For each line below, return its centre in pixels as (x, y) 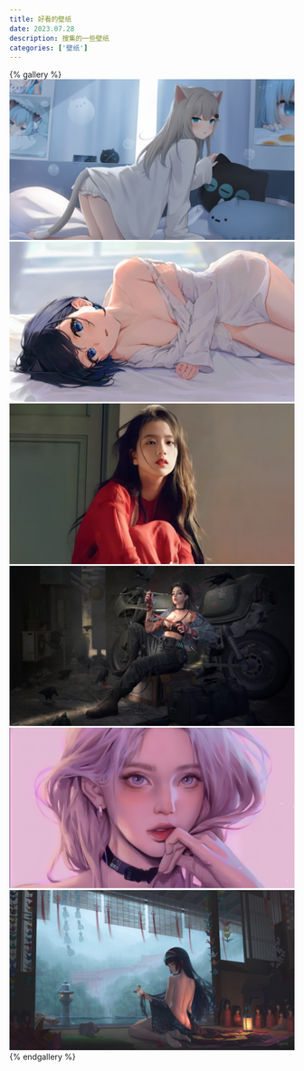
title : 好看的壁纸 (41, 19)
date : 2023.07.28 (42, 29)
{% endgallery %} (43, 1057)
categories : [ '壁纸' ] (49, 48)
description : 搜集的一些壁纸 (60, 38)
